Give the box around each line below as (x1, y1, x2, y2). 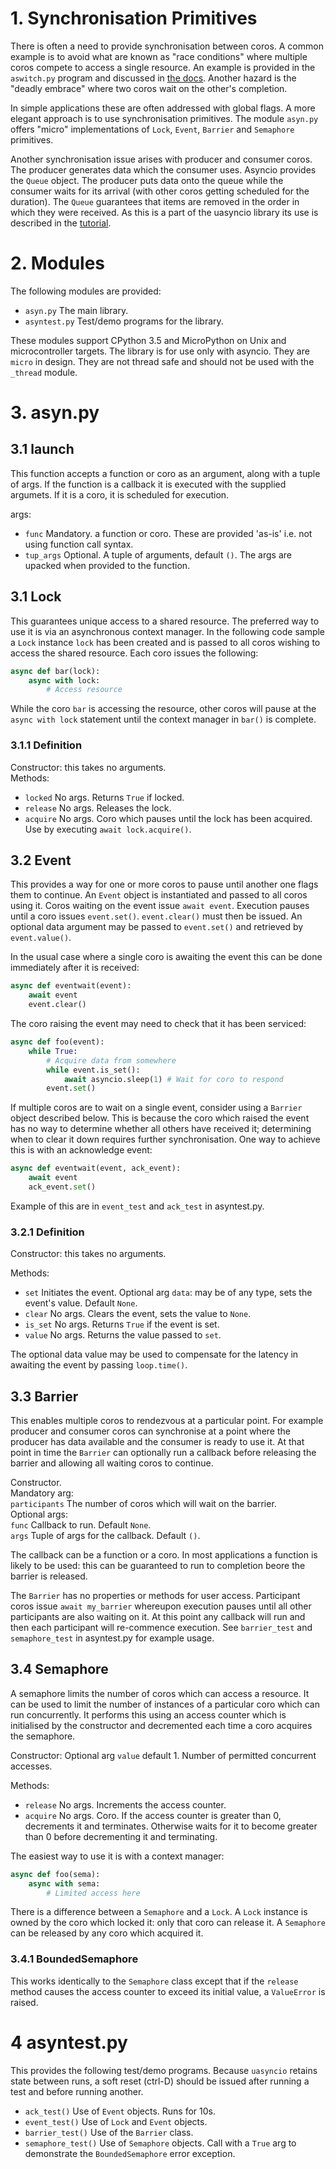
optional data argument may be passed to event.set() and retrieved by (10, 921, 304, 933)
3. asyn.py (10, 402, 100, 424)
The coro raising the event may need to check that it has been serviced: (10, 1018, 307, 1030)
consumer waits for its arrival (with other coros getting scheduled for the (10, 185, 310, 197)
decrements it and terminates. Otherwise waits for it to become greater (24, 1820, 318, 1832)
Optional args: (10, 1508, 69, 1521)
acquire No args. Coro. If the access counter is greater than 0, (24, 1809, 282, 1821)
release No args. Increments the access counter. (24, 1798, 227, 1811)
